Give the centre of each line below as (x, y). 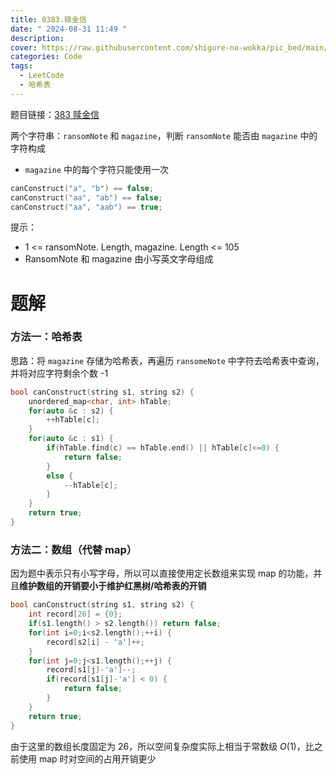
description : (37, 38)
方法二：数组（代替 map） (74, 549)
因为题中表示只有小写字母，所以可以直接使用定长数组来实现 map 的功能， (162, 573)
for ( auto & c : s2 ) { (71, 411)
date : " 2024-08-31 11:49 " (69, 29)
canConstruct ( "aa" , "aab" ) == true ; (86, 207)
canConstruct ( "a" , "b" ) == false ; (82, 188)
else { (60, 476)
